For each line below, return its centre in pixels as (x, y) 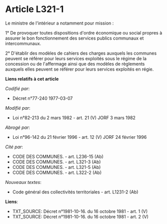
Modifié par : (18, 108)
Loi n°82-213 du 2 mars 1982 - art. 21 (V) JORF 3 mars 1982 (74, 118)
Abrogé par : (17, 127)
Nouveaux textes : (23, 182)
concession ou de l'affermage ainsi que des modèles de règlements (75, 64)
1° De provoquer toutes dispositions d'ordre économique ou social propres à (84, 33)
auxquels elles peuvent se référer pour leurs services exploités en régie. (79, 69)
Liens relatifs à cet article (32, 79)
